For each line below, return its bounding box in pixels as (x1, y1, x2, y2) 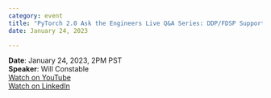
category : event (8, 11, 63, 20)
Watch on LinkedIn (8, 81, 70, 91)
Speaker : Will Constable (8, 64, 90, 74)
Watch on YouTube (8, 73, 71, 83)
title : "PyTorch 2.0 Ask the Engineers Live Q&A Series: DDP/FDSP (8, 19, 236, 27)
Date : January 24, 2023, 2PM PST (8, 55, 123, 65)
